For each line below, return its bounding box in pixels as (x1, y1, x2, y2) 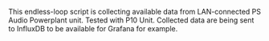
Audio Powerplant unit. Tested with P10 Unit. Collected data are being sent (8, 15, 255, 25)
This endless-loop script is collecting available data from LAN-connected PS (8, 7, 262, 16)
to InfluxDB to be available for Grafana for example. (8, 24, 178, 33)
